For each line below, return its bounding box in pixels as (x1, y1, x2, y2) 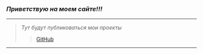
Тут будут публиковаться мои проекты (21, 24, 122, 31)
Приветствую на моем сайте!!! (6, 5, 103, 13)
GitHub (36, 35, 54, 43)
